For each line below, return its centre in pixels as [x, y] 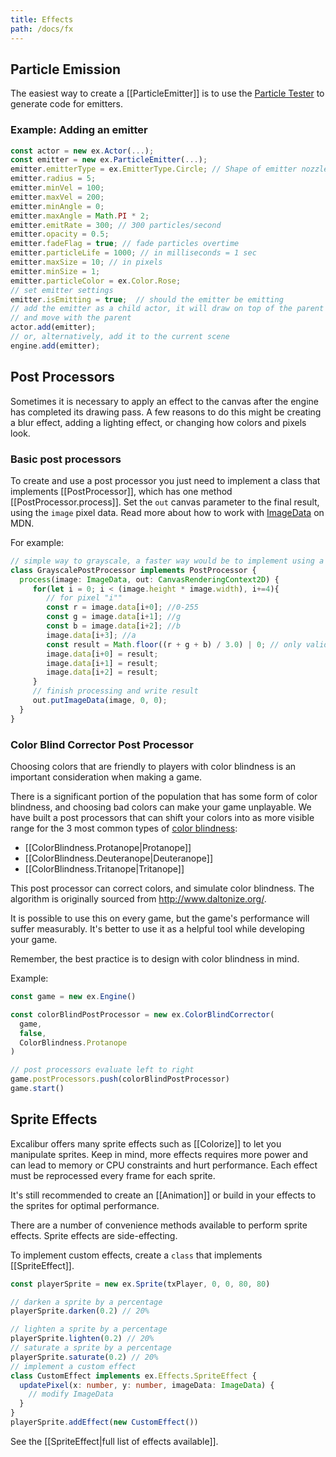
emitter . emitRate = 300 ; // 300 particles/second [116, 225]
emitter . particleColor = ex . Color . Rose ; [96, 281]
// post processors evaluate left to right [102, 1070]
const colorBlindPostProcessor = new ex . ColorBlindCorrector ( [142, 1014]
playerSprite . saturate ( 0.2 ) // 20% [84, 1357]
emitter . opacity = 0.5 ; [60, 234]
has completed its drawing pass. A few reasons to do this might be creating [166, 412]
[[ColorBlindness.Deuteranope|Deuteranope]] [119, 858]
